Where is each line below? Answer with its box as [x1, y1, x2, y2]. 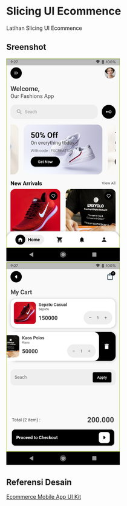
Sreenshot [6, 42, 47, 52]
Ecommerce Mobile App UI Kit [6, 493, 82, 501]
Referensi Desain [6, 477, 72, 487]
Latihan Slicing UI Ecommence [6, 24, 83, 32]
